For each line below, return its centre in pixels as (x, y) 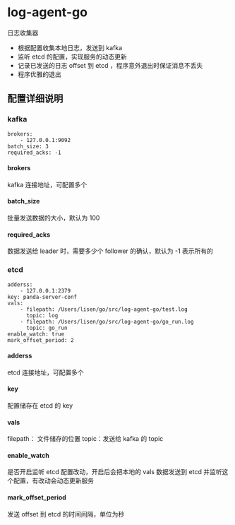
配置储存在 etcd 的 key (40, 405)
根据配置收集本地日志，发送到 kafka (70, 47)
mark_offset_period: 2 (41, 340)
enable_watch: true (36, 334)
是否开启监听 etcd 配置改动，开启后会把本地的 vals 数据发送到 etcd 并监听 (115, 472)
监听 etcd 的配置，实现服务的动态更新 (72, 57)
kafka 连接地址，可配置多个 (47, 184)
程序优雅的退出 (39, 74)
